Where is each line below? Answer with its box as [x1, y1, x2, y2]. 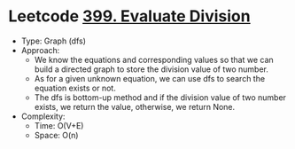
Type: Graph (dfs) [20, 35, 86, 46]
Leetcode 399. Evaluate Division [8, 6, 251, 27]
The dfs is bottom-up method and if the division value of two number [34, 91, 287, 103]
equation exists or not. [34, 82, 116, 93]
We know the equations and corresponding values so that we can [34, 54, 274, 65]
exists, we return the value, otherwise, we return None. [34, 101, 236, 112]
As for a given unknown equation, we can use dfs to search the [34, 73, 266, 83]
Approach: [20, 44, 60, 55]
